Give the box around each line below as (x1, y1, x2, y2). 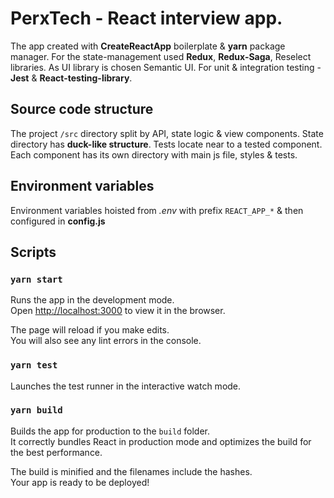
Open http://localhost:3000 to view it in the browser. (10, 305, 226, 317)
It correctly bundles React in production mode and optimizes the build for (10, 435, 312, 447)
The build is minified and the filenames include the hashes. (10, 465, 253, 477)
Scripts (10, 243, 57, 261)
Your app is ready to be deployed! (10, 476, 150, 488)
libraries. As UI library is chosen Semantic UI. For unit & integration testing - (10, 61, 322, 73)
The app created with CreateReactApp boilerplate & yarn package (10, 40, 286, 52)
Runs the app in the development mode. (10, 294, 175, 306)
